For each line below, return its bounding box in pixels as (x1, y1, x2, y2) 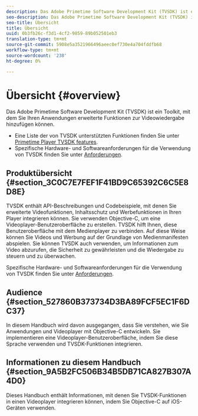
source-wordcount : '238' (6, 53, 67, 58)
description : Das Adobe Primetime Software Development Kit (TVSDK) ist (6, 8, 189, 15)
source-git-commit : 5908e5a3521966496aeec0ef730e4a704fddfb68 (6, 42, 162, 48)
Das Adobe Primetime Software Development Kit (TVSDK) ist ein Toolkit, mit (6, 108, 190, 115)
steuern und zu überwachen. (6, 252, 77, 260)
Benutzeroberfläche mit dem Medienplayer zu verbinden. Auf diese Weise (6, 227, 186, 235)
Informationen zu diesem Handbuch (6, 357, 141, 368)
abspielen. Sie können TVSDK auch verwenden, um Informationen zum (6, 240, 179, 247)
